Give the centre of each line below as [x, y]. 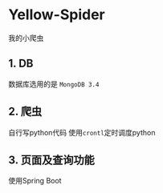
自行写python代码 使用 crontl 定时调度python [82, 132]
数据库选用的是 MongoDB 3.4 [54, 84]
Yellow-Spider [57, 15]
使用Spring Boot [35, 181]
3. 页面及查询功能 [51, 160]
